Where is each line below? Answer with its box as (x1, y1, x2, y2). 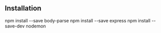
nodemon (26, 23, 46, 29)
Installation (5, 4, 42, 13)
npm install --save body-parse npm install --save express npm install (5, 17, 151, 23)
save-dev (5, 23, 25, 29)
